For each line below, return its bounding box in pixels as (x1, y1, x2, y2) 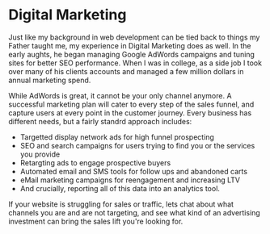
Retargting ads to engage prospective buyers (19, 157, 171, 167)
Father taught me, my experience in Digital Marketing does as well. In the (8, 40, 251, 50)
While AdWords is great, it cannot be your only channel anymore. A (8, 90, 232, 100)
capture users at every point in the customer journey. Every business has (8, 107, 252, 118)
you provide (19, 149, 61, 159)
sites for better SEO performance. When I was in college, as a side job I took (8, 58, 263, 68)
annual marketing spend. (8, 75, 91, 85)
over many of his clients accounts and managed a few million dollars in (8, 66, 244, 76)
